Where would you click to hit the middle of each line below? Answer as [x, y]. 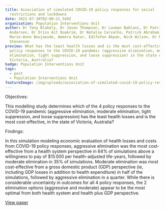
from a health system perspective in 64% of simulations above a [89, 151]
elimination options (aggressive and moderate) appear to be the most [75, 187]
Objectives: [16, 97]
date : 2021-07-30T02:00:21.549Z [38, 19]
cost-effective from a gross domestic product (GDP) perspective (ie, [74, 167]
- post [16, 74]
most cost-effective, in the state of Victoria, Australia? [60, 122]
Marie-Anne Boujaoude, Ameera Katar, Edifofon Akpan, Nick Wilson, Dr [83, 37]
